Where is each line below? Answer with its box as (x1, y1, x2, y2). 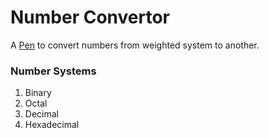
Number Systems (10, 64, 97, 78)
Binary (24, 87, 52, 99)
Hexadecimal (24, 119, 80, 131)
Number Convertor (10, 6, 170, 29)
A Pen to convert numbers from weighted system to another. (10, 39, 260, 51)
